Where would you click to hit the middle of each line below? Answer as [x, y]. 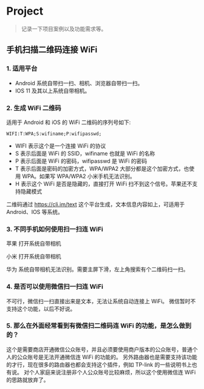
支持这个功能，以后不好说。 [41, 309]
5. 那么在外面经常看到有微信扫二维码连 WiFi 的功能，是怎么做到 [99, 326]
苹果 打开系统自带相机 [34, 244]
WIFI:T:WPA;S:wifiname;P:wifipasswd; [54, 134]
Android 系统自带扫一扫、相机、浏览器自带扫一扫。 [79, 83]
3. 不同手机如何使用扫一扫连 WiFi [55, 229]
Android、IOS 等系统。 [35, 212]
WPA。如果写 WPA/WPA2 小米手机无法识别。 [79, 176]
